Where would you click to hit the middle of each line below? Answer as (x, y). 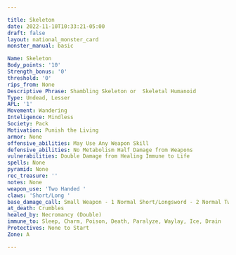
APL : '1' (20, 104)
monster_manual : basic (40, 46)
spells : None (26, 163)
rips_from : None (31, 85)
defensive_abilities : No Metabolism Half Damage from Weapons (100, 150)
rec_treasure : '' (33, 176)
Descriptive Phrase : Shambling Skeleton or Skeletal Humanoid (102, 91)
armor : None (25, 137)
